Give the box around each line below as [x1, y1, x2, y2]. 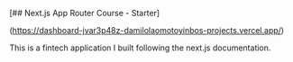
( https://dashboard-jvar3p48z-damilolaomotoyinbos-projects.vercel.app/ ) [9, 25, 285, 35]
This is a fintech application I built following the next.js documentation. [9, 42, 271, 53]
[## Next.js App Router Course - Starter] [9, 8, 160, 18]
